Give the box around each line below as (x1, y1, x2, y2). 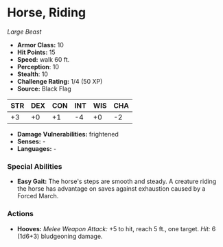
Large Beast (7, 27, 42, 36)
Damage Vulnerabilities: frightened (16, 130, 119, 138)
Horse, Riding (7, 5, 86, 21)
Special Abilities (7, 161, 62, 171)
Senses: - (16, 137, 46, 145)
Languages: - (16, 144, 57, 152)
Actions (7, 209, 34, 219)
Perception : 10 (16, 62, 60, 71)
